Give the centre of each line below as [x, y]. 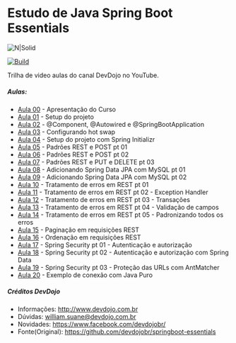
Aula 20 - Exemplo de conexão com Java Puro [85, 275]
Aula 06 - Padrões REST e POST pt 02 [73, 154]
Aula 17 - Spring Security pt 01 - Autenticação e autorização [105, 244]
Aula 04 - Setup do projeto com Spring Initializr [86, 139]
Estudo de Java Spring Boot [90, 13]
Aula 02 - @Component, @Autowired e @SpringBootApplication [111, 124]
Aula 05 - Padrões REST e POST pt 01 [72, 147]
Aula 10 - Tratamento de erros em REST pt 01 [83, 184]
